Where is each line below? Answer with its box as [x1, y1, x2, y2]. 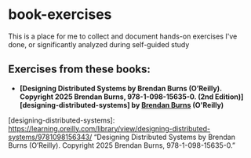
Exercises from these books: [8, 63, 151, 76]
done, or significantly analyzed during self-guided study [8, 39, 190, 49]
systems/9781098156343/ [8, 132, 93, 141]
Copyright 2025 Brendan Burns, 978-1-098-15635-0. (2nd [19, 92, 214, 101]
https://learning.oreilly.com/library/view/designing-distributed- [8, 123, 210, 133]
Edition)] [214, 92, 244, 101]
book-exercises [8, 6, 112, 24]
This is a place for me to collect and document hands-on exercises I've [8, 31, 238, 41]
